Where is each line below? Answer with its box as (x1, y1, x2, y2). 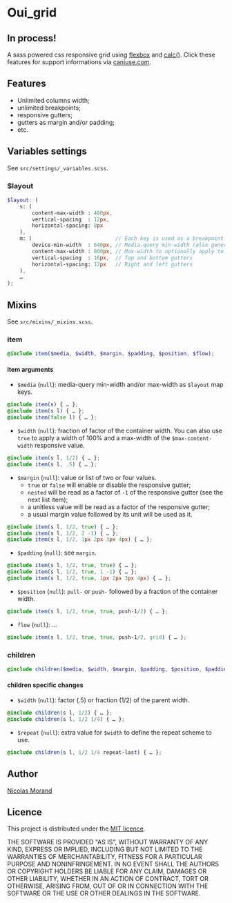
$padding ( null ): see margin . (17, 548, 97, 557)
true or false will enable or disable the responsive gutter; (27, 481, 191, 489)
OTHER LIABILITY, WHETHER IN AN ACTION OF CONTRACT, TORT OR (7, 875, 209, 883)
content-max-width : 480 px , (32, 209, 113, 217)
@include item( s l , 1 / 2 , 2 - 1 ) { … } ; (7, 530, 119, 537)
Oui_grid (7, 5, 57, 21)
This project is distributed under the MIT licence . (7, 824, 146, 833)
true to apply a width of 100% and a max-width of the (17, 433, 171, 442)
